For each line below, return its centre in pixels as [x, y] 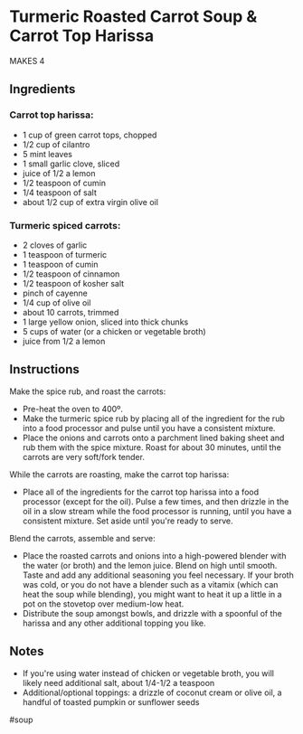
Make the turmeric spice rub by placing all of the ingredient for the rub [153, 419]
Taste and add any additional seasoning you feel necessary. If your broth [158, 575]
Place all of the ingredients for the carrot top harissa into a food [141, 492]
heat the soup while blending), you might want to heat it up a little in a [152, 594]
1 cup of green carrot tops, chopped [90, 135]
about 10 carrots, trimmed [71, 312]
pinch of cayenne [55, 293]
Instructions [44, 369]
